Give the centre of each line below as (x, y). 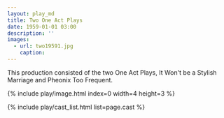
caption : (33, 53)
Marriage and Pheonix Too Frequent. (60, 80)
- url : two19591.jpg (43, 46)
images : (19, 40)
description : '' (31, 33)
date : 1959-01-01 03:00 (42, 27)
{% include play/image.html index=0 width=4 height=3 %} (91, 93)
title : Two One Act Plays (45, 20)
